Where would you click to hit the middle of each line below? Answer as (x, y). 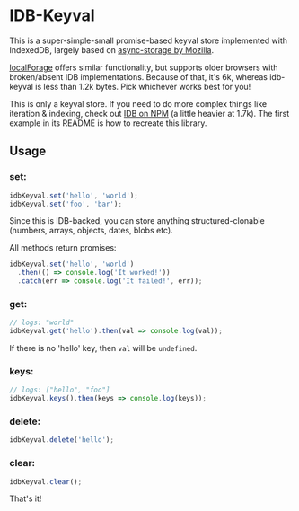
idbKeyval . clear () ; (46, 481)
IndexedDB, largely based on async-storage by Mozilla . (111, 49)
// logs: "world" (42, 323)
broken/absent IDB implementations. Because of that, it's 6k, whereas (138, 76)
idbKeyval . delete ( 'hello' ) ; (62, 440)
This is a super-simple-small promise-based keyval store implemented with (149, 40)
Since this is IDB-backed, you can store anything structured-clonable (137, 221)
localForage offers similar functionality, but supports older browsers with (144, 67)
